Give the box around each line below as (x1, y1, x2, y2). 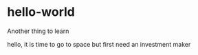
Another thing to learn (7, 27, 69, 35)
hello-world (7, 4, 76, 20)
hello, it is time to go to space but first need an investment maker (7, 40, 191, 48)
